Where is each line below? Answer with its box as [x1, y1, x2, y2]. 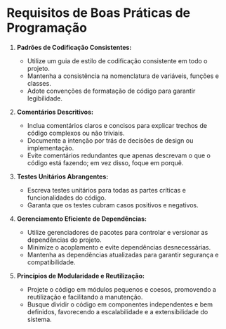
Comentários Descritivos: [16, 108, 94, 116]
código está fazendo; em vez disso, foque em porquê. [27, 158, 184, 167]
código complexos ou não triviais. [27, 129, 125, 137]
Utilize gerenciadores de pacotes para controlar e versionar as [27, 228, 208, 236]
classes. [27, 79, 52, 87]
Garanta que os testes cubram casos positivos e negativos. [27, 200, 199, 209]
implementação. [27, 143, 74, 152]
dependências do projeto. [27, 236, 102, 244]
